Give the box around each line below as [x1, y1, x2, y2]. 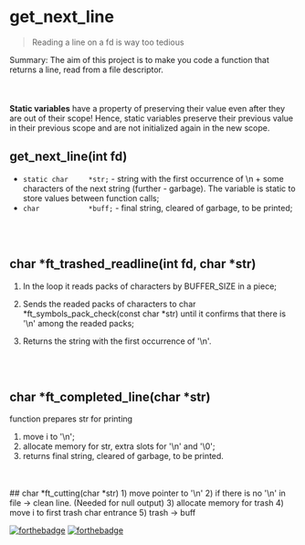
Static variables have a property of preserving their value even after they [9, 102, 286, 113]
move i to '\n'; [22, 432, 75, 443]
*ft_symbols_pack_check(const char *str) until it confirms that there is [22, 308, 286, 319]
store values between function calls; [22, 192, 160, 203]
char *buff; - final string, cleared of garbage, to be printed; [22, 202, 293, 213]
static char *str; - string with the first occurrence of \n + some [22, 173, 285, 184]
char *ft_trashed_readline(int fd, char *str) [9, 256, 257, 272]
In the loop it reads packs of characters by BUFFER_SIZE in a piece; [22, 281, 277, 292]
